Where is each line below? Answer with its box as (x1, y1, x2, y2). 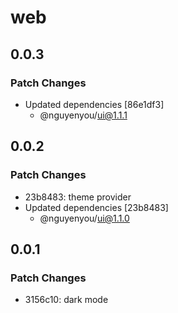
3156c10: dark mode (24, 294, 109, 306)
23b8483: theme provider (24, 191, 132, 203)
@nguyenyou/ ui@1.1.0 (39, 212, 130, 224)
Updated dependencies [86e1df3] (24, 98, 165, 110)
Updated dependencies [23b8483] (24, 201, 169, 213)
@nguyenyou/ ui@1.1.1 (39, 109, 128, 121)
